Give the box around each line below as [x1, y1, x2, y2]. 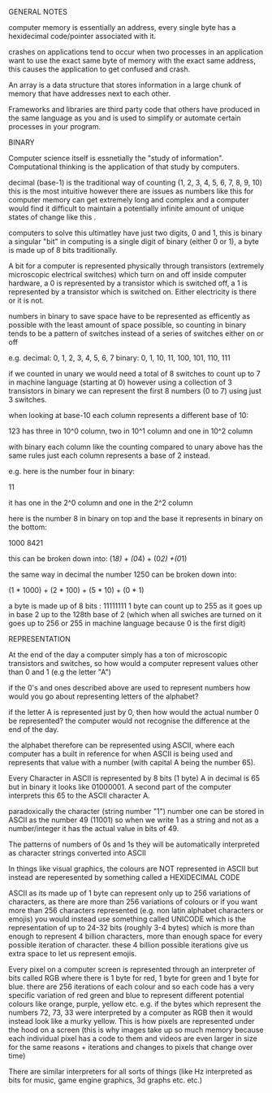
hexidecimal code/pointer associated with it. [8, 32, 157, 41]
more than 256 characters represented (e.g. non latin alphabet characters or [8, 906, 264, 915]
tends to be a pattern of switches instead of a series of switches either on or [8, 329, 264, 338]
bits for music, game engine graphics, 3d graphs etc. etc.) [8, 1075, 203, 1085]
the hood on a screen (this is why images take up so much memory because [8, 1025, 264, 1034]
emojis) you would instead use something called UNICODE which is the [8, 914, 246, 924]
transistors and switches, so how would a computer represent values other [8, 659, 258, 668]
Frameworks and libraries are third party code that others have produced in [8, 105, 261, 114]
